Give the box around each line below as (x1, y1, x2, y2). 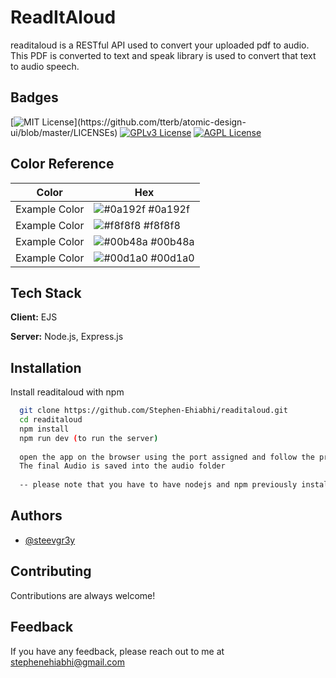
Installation (10, 359, 82, 376)
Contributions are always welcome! (10, 589, 156, 601)
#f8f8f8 (143, 218, 181, 232)
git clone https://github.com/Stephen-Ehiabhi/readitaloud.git (19, 406, 288, 416)
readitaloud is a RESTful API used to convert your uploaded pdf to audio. (10, 39, 310, 51)
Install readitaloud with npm (10, 386, 125, 398)
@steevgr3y (24, 534, 76, 546)
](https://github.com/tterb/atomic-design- (73, 116, 247, 128)
